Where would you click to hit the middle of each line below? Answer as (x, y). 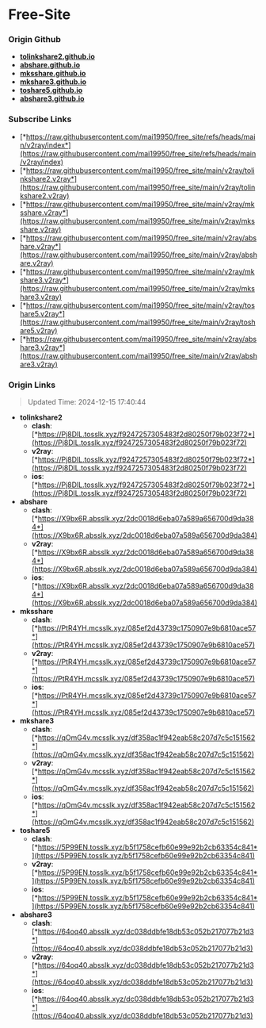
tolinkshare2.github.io (57, 56)
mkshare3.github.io (53, 82)
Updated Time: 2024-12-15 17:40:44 (87, 402)
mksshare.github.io (53, 74)
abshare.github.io (50, 65)
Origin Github (35, 40)
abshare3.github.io (52, 99)
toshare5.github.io (51, 90)
